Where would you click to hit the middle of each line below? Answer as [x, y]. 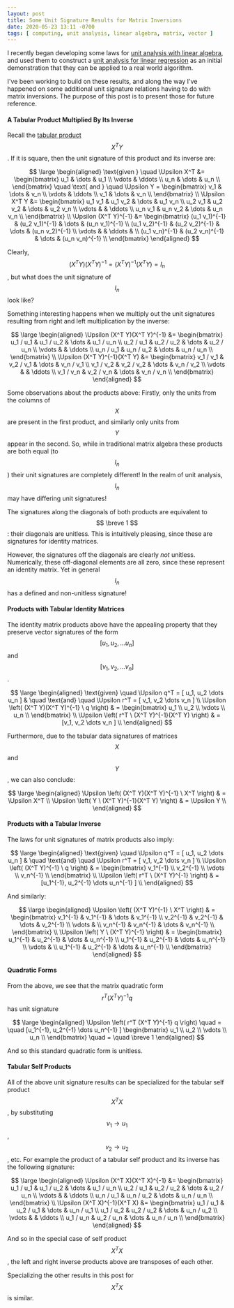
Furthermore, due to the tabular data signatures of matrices [92, 736]
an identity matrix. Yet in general [54, 569]
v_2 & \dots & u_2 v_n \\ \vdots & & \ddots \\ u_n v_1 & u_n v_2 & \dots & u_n [117, 209]
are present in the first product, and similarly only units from [93, 422]
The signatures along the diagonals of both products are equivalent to [107, 511]
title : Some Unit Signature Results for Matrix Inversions [95, 20]
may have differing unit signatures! [57, 498]
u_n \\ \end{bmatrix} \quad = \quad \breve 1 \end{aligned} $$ [117, 1037]
